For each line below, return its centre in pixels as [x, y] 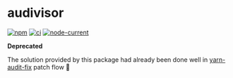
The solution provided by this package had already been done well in [108, 59]
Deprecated [25, 46]
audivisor [36, 13]
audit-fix [20, 67]
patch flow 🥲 [52, 67]
